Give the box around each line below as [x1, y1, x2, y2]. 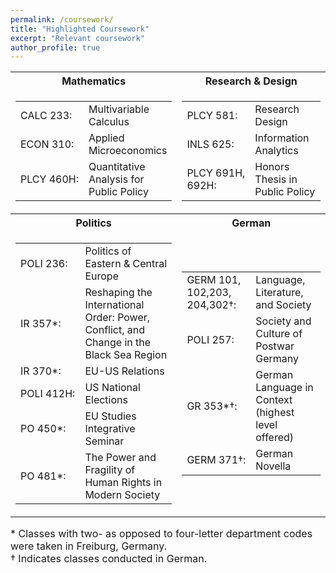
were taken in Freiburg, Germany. [10, 539, 168, 553]
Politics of [84, 244, 132, 258]
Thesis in [254, 172, 298, 186]
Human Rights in [84, 476, 163, 490]
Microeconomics [88, 144, 168, 158]
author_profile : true [10, 42, 101, 53]
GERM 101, [186, 273, 242, 287]
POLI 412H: [20, 387, 76, 401]
